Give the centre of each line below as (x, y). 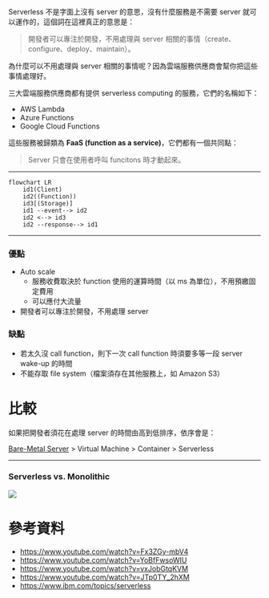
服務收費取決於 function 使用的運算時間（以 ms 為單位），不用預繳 (141, 281)
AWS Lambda (42, 109)
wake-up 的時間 (46, 363)
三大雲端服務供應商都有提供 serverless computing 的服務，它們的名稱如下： (134, 93)
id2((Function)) (50, 197)
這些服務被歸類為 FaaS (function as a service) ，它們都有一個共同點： (123, 142)
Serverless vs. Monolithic (59, 477)
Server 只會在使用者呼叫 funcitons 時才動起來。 (106, 160)
